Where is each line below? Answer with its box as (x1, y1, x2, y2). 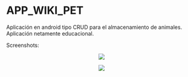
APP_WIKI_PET (6, 4, 84, 17)
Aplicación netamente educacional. (6, 29, 94, 37)
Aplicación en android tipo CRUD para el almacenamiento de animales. (6, 23, 183, 31)
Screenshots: (6, 42, 39, 49)
